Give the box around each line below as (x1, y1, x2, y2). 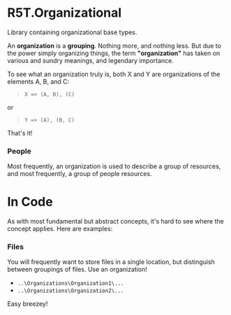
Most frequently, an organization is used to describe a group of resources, (7, 162, 221, 170)
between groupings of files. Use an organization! (7, 265, 148, 274)
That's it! (7, 129, 33, 137)
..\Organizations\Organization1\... (17, 280, 124, 287)
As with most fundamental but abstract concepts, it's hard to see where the (7, 217, 225, 226)
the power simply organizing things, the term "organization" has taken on (7, 49, 221, 57)
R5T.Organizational (7, 5, 122, 21)
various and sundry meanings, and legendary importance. (7, 56, 174, 64)
